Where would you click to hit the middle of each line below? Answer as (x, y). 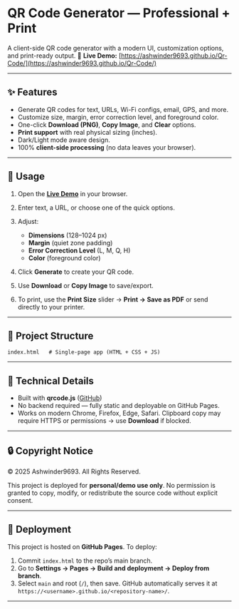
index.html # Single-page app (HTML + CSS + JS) (84, 352)
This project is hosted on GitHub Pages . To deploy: (83, 546)
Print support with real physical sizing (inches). (87, 132)
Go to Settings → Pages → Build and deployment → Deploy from (113, 568)
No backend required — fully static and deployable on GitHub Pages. (118, 406)
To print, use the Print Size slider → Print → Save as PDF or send (113, 299)
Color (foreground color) (64, 257)
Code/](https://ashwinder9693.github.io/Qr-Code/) (82, 63)
